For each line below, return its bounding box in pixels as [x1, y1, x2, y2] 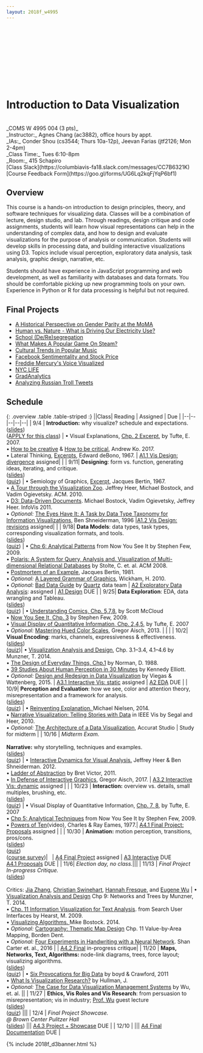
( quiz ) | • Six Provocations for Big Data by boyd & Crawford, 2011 [6, 971, 169, 977]
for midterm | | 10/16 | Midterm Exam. [6, 730, 100, 738]
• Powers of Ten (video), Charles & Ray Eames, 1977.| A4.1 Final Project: [6, 821, 184, 828]
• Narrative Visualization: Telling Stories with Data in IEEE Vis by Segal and [6, 711, 193, 718]
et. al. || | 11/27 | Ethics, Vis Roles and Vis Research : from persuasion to [6, 990, 187, 997]
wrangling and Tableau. [6, 594, 65, 602]
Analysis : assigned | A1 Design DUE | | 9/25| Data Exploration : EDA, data [6, 588, 188, 595]
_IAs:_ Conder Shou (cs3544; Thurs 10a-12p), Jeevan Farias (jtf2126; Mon [6, 137, 191, 145]
